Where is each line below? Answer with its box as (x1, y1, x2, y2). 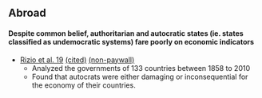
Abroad (8, 6, 46, 20)
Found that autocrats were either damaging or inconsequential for (31, 72, 248, 81)
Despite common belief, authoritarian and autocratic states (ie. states (8, 28, 244, 38)
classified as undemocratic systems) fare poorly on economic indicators (8, 37, 254, 46)
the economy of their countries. (31, 80, 136, 90)
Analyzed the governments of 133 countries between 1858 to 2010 (31, 63, 250, 73)
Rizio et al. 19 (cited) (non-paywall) (19, 55, 135, 65)
